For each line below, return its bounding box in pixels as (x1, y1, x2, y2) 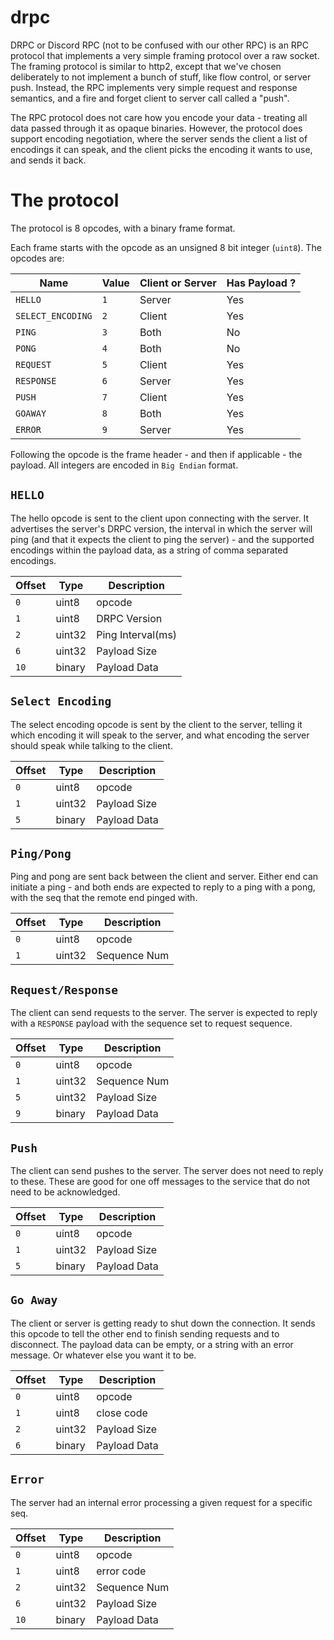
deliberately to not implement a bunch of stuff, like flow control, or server (10, 71, 312, 83)
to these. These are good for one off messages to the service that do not (10, 1175, 311, 1187)
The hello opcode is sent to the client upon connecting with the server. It (10, 512, 310, 524)
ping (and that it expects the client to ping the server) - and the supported (10, 533, 315, 545)
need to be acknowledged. (10, 1186, 121, 1198)
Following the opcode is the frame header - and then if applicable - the (10, 448, 303, 460)
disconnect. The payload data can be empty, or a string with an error (10, 1338, 294, 1350)
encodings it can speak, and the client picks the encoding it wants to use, (10, 143, 313, 155)
